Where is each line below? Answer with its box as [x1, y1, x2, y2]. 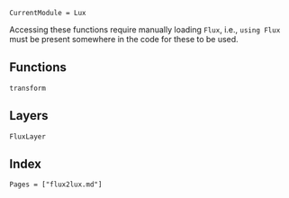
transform [9, 84, 47, 93]
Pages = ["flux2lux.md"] [9, 180, 103, 189]
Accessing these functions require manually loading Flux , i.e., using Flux [9, 24, 281, 35]
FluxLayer [9, 131, 47, 141]
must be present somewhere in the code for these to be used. [9, 34, 239, 44]
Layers [9, 108, 49, 123]
